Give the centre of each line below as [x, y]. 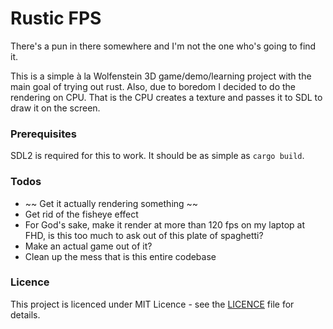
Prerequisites [43, 134]
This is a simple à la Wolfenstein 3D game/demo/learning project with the [161, 76]
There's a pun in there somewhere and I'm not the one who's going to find [163, 46]
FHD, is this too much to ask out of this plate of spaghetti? [144, 235]
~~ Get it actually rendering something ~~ [111, 203]
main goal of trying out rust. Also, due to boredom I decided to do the [153, 86]
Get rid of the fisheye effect [81, 214]
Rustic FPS [56, 18]
